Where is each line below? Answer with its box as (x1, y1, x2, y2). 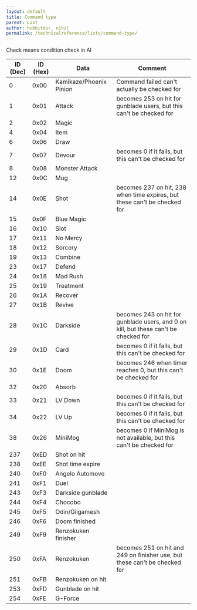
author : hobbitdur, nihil (6, 25, 69, 31)
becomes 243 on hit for (116, 311, 182, 319)
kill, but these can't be (116, 325, 177, 333)
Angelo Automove (55, 470, 105, 478)
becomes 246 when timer (116, 359, 188, 367)
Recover (55, 291, 79, 299)
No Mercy (55, 234, 83, 242)
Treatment (55, 282, 84, 290)
